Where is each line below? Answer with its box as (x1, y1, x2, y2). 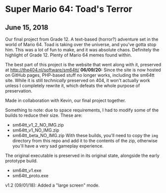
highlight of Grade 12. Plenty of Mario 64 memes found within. (5, 52, 132, 58)
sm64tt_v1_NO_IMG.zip (12, 127, 59, 133)
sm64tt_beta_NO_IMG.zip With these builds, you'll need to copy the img (12, 133, 159, 138)
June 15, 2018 (5, 23, 49, 32)
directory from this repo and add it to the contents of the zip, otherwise (12, 138, 158, 144)
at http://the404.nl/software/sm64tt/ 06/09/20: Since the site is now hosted (5, 67, 161, 73)
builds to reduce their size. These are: (5, 112, 83, 118)
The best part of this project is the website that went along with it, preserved (5, 62, 162, 67)
